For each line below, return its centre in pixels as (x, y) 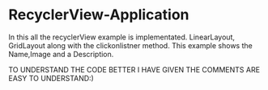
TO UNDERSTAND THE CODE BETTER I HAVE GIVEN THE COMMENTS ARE (134, 69)
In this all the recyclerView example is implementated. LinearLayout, (121, 37)
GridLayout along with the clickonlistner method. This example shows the (130, 45)
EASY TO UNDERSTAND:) (51, 78)
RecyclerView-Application (99, 15)
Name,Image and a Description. (61, 54)
